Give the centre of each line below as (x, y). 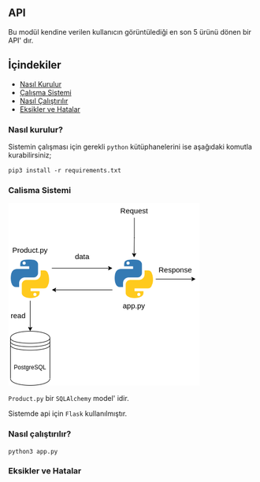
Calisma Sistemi (40, 190)
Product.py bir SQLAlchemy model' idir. (69, 399)
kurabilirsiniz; (30, 155)
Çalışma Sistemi (46, 92)
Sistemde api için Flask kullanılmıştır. (68, 413)
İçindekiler (35, 65)
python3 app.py (33, 451)
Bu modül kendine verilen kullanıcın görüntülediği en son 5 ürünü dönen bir (130, 32)
